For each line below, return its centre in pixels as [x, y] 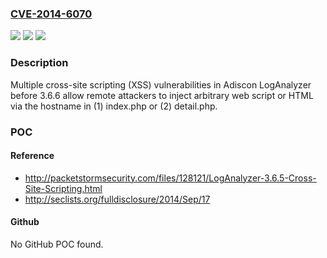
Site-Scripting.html [63, 188]
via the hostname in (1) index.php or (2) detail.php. [114, 106]
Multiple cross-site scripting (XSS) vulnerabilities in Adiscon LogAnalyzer [161, 84]
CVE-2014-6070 [51, 14]
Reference [32, 156]
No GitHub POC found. [57, 244]
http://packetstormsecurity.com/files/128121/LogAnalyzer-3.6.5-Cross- [170, 178]
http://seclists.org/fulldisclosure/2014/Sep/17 [117, 199]
